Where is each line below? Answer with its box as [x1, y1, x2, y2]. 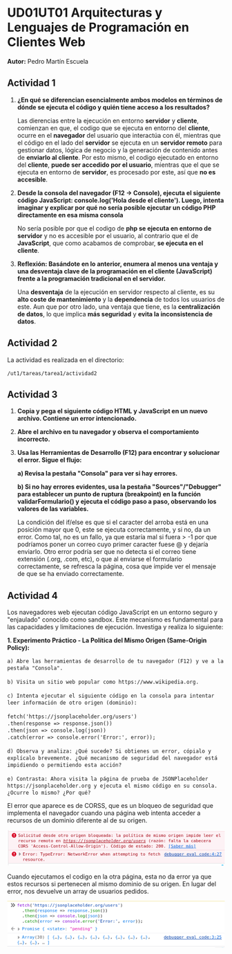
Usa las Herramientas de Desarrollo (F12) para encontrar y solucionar [17, 449, 220, 457]
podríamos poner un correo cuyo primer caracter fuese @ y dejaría [17, 540, 209, 548]
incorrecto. [17, 435, 50, 444]
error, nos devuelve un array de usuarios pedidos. [7, 887, 150, 895]
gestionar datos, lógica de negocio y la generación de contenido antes [17, 145, 218, 154]
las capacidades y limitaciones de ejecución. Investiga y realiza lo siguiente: [7, 623, 224, 631]
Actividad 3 [7, 388, 58, 400]
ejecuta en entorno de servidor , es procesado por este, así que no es [17, 168, 216, 176]
